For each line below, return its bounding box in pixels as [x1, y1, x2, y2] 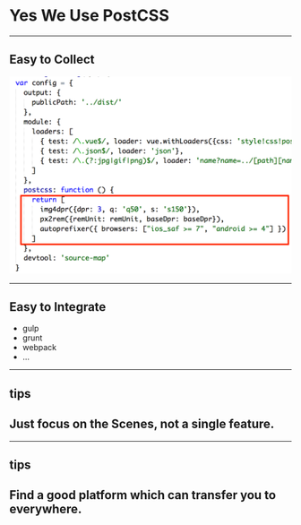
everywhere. [9, 502, 82, 517]
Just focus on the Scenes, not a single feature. [9, 417, 275, 432]
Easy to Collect [9, 52, 96, 67]
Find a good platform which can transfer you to [9, 487, 276, 503]
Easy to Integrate [9, 299, 107, 314]
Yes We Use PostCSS [9, 5, 170, 26]
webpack [21, 342, 56, 353]
